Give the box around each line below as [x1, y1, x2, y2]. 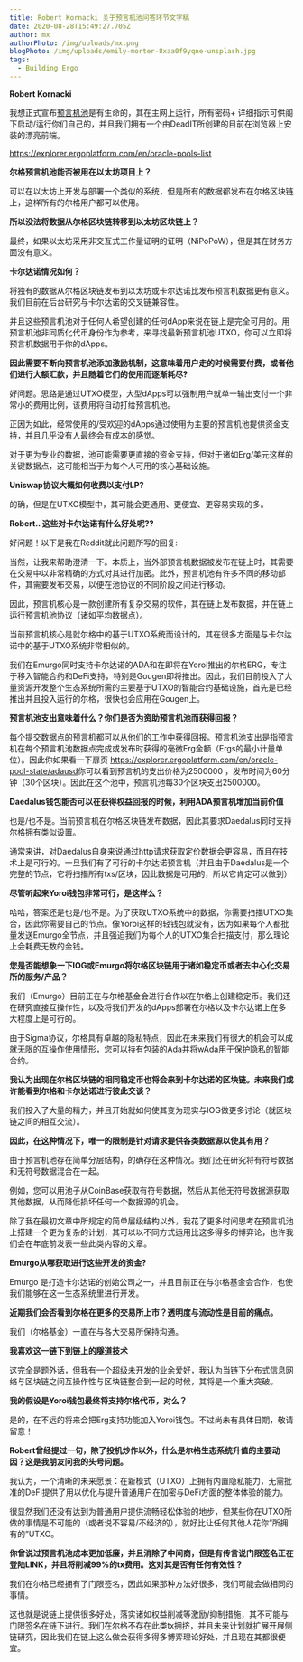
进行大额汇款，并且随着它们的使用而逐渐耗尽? [16, 368, 188, 380]
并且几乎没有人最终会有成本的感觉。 [24, 430, 160, 440]
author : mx [9, 30, 50, 39]
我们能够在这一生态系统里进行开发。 [9, 1288, 144, 1298]
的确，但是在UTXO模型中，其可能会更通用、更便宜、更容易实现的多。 [9, 498, 269, 509]
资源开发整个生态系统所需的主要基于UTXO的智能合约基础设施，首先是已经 [16, 682, 293, 693]
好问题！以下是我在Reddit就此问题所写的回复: [9, 537, 179, 548]
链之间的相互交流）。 [9, 1116, 85, 1127]
